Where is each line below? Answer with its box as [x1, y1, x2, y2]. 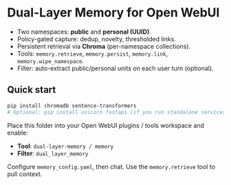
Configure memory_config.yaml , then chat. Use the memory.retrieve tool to [7, 162, 215, 171]
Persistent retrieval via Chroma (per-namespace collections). [16, 42, 191, 50]
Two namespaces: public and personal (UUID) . [16, 28, 151, 36]
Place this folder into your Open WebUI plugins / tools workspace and [7, 121, 205, 129]
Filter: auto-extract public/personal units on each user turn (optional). [16, 64, 214, 72]
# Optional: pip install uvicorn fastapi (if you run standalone [7, 109, 198, 116]
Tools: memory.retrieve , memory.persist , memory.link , [16, 50, 168, 58]
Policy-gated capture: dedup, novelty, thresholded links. [16, 34, 177, 43]
